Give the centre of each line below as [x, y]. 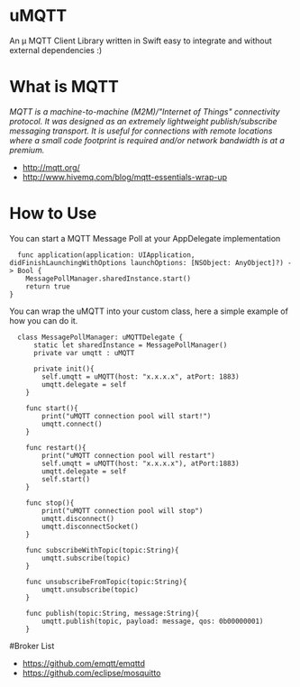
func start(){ [52, 408]
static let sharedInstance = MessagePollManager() [130, 345]
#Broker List [32, 646]
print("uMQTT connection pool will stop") [123, 510]
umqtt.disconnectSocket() [91, 527]
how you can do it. [44, 320]
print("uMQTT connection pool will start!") [127, 416]
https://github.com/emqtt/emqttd [84, 663]
